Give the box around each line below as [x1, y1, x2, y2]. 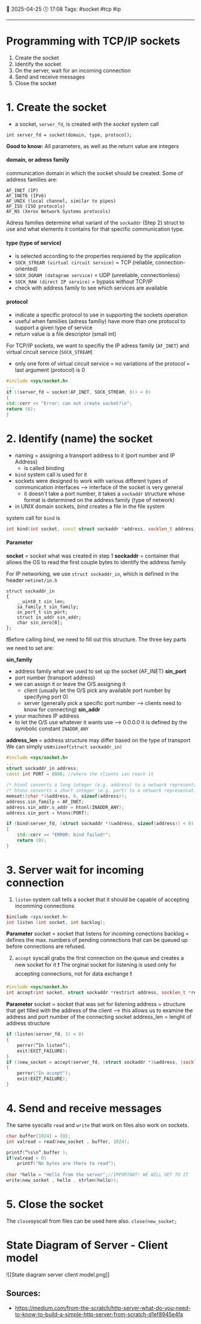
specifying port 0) [23, 693, 69, 700]
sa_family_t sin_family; [17, 604, 79, 610]
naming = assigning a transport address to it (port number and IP [14, 452, 175, 459]
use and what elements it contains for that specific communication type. [6, 225, 184, 233]
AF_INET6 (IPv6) [6, 193, 47, 199]
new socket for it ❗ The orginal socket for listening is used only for [14, 961, 177, 968]
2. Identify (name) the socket [6, 432, 153, 446]
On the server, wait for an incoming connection [14, 67, 131, 74]
